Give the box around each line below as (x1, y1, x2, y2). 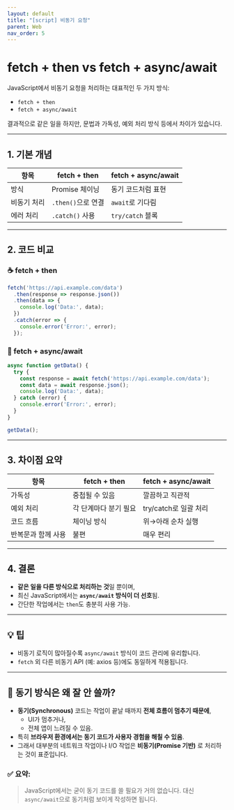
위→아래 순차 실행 (142, 516, 198, 526)
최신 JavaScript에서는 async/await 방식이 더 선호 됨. (17, 591, 160, 600)
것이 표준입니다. (24, 750, 68, 758)
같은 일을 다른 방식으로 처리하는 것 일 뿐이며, (17, 582, 136, 591)
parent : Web (7, 23, 42, 30)
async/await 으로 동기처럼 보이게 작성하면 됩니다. (24, 795, 158, 804)
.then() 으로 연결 (51, 198, 104, 207)
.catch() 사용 (51, 211, 95, 220)
